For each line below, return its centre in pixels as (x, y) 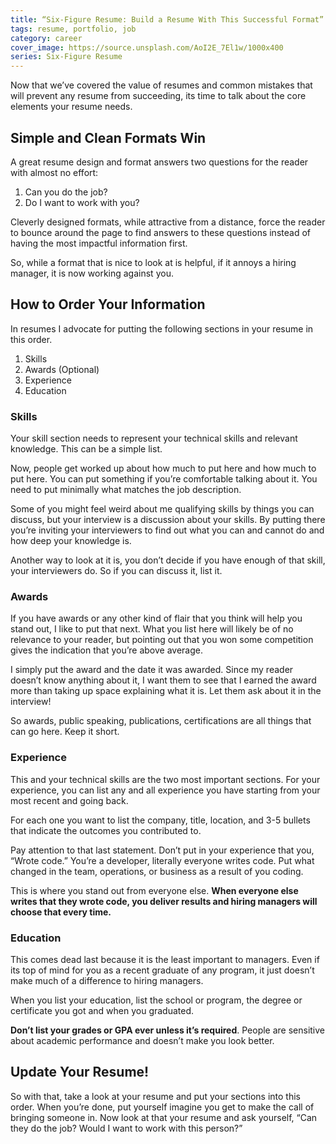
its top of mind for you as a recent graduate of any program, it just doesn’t (162, 970)
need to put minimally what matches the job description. (126, 490)
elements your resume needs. (71, 107)
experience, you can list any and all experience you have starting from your (165, 790)
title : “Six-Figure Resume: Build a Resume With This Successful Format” (167, 19)
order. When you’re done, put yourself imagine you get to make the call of (162, 1107)
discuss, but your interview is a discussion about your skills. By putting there (168, 520)
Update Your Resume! (80, 1072)
